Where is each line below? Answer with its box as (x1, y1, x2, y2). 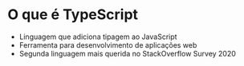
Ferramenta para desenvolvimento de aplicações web (18, 40, 197, 49)
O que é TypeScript (7, 6, 138, 24)
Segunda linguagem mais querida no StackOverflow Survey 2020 (18, 49, 236, 58)
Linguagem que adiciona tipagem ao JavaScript (18, 32, 177, 41)
